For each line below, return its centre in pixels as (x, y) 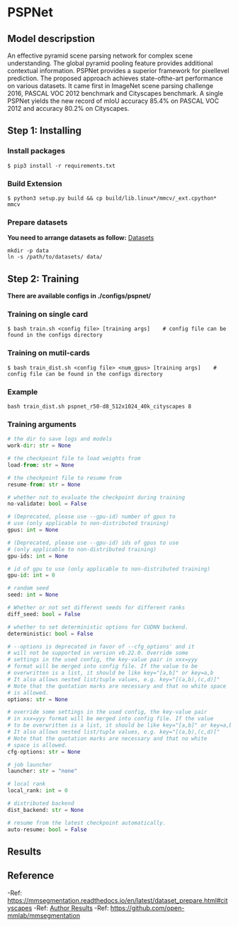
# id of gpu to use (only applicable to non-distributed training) (109, 569)
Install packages (36, 151)
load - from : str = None (41, 465)
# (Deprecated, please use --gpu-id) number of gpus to (91, 517)
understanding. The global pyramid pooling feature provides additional (110, 63)
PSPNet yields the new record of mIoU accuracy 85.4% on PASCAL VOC (113, 101)
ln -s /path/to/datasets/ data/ (55, 257)
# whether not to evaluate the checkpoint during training (96, 497)
